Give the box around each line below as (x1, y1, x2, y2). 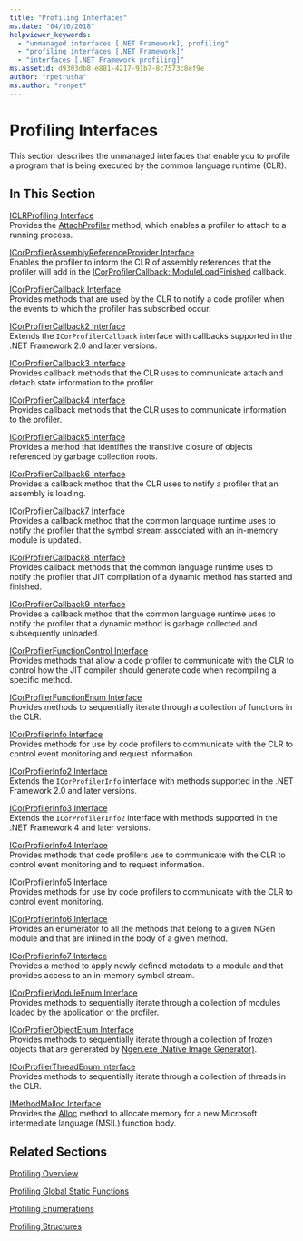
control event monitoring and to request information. (9, 859, 205, 870)
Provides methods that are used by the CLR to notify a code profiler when (9, 294, 285, 305)
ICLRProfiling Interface (9, 210, 94, 221)
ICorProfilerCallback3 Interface (9, 358, 126, 369)
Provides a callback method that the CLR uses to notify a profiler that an (9, 478, 279, 489)
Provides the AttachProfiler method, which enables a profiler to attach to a (9, 220, 287, 231)
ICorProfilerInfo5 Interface (9, 876, 108, 887)
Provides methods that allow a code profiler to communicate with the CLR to (9, 656, 295, 666)
